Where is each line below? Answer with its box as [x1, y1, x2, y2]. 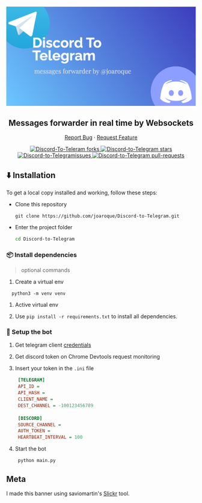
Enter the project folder [14, 223, 73, 230]
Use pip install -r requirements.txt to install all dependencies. [14, 313, 177, 320]
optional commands [20, 267, 70, 274]
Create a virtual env [14, 278, 64, 286]
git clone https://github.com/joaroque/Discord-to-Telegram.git [14, 213, 180, 219]
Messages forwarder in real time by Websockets [8, 118, 194, 128]
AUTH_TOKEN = [17, 428, 50, 434]
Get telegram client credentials [14, 341, 91, 349]
